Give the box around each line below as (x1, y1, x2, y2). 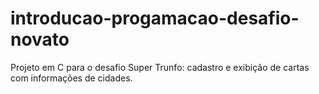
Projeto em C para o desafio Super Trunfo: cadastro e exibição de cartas (10, 61, 310, 73)
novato (10, 28, 70, 51)
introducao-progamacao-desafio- (10, 7, 300, 30)
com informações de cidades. (10, 72, 133, 84)
